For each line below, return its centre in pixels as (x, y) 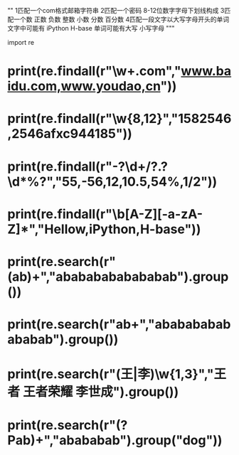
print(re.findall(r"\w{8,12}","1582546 (119, 119)
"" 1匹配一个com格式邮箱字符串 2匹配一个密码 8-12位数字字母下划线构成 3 (116, 10)
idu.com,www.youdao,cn (84, 86)
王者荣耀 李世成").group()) (101, 392)
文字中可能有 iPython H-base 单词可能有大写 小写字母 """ (91, 28)
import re (21, 42)
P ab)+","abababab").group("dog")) (115, 440)
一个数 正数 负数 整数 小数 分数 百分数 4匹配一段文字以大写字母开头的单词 (121, 19)
